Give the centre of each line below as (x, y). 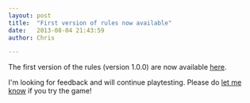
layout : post (30, 15)
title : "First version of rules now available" (90, 23)
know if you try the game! (50, 91)
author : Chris (32, 38)
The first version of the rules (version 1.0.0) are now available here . (117, 67)
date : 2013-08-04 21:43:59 (56, 30)
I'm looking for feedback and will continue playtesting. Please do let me (125, 82)
